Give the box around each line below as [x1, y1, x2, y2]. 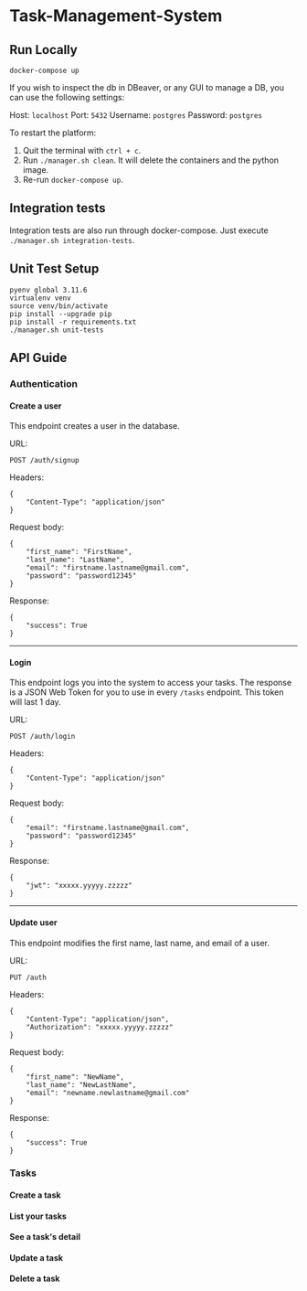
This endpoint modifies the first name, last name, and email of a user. [9, 937, 270, 948]
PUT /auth [9, 973, 48, 982]
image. [22, 165, 49, 175]
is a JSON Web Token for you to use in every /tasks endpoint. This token [9, 687, 284, 698]
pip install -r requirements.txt [9, 317, 137, 326]
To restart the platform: [9, 127, 97, 138]
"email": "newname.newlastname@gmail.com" [26, 1088, 190, 1097]
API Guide [9, 350, 68, 366]
